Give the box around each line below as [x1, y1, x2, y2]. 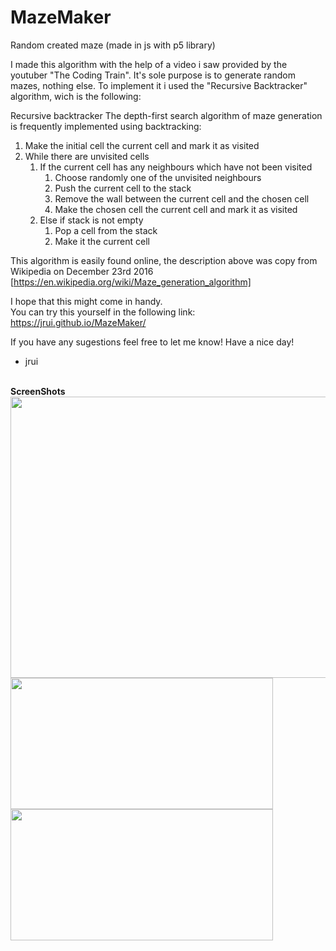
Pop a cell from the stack [54, 224, 158, 236]
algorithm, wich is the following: [10, 90, 142, 102]
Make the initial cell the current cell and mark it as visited [24, 139, 260, 151]
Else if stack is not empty [39, 214, 144, 226]
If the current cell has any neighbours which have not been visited [39, 161, 313, 173]
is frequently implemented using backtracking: [10, 120, 202, 132]
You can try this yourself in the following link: [10, 306, 196, 318]
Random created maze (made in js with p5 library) [10, 39, 216, 51]
